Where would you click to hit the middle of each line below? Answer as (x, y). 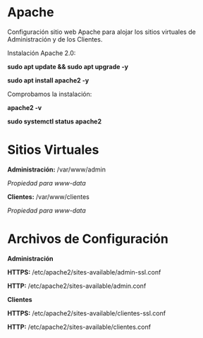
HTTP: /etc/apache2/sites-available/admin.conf (77, 286)
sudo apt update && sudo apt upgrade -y (68, 66)
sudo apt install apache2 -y (48, 80)
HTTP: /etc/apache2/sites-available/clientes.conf (79, 327)
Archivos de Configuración (88, 239)
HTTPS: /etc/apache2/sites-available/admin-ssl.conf (84, 272)
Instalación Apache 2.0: (42, 53)
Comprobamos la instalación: (50, 94)
